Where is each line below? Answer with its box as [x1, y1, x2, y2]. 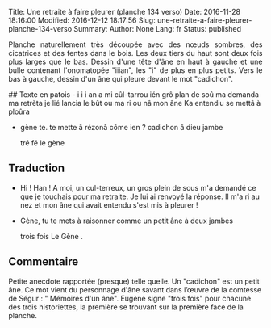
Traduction [8, 162, 65, 175]
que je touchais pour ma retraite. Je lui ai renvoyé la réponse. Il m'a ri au [19, 191, 260, 201]
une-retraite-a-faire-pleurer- [156, 15, 252, 25]
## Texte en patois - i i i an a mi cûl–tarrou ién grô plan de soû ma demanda [8, 90, 260, 99]
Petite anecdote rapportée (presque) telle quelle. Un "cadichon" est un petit [8, 276, 260, 286]
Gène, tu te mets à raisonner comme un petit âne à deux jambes [19, 216, 234, 225]
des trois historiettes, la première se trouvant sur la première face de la [8, 302, 244, 312]
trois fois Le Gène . [19, 231, 83, 241]
